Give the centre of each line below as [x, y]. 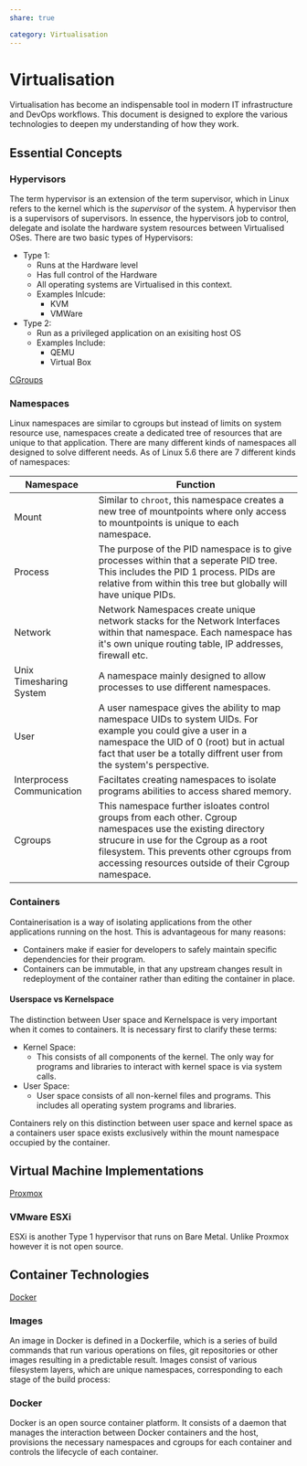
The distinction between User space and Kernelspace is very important [143, 1019]
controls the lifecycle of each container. [84, 1452]
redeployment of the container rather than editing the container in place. [159, 978]
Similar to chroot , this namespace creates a [191, 501]
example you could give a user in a [173, 731]
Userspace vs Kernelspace [62, 999]
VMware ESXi [40, 1217]
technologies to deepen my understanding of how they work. [124, 124]
